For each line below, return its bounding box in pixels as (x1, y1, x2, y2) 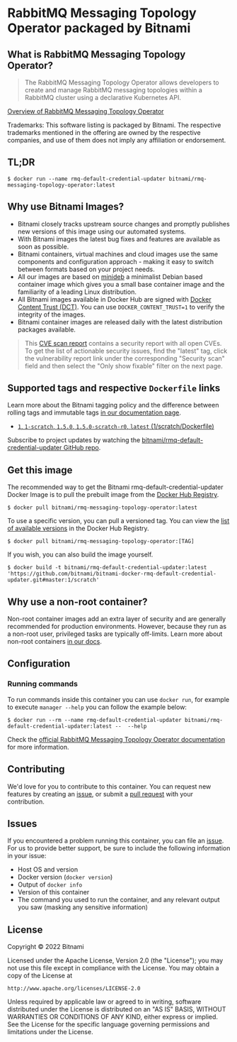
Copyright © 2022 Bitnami (7, 943, 85, 951)
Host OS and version (17, 865, 79, 874)
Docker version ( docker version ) (17, 873, 113, 882)
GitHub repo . (63, 444, 101, 452)
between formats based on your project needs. (17, 265, 155, 273)
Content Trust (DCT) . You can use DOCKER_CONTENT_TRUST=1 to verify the (17, 302, 225, 311)
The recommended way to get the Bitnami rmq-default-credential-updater (7, 483, 224, 491)
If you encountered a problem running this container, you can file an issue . (7, 836, 224, 845)
